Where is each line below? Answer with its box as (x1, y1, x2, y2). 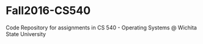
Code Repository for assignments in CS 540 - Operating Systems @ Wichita (6, 24, 197, 31)
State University (6, 30, 46, 37)
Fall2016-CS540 (6, 4, 91, 18)
